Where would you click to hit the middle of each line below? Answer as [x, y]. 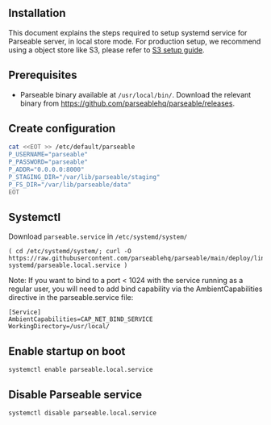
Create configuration [62, 129]
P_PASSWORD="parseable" [48, 162]
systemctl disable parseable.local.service [83, 413]
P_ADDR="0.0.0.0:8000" [46, 170]
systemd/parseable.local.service [65, 265]
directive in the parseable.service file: [71, 298]
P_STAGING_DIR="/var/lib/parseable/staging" [84, 177]
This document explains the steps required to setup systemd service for [128, 32]
